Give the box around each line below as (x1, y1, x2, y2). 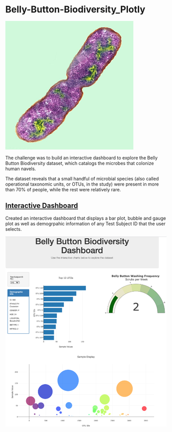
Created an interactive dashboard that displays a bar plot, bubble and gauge (5, 215, 166, 221)
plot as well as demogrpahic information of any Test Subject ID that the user (5, 220, 166, 227)
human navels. (5, 166, 36, 172)
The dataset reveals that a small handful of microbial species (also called (5, 175, 159, 182)
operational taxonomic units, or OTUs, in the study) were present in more (5, 181, 159, 187)
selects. (5, 226, 22, 232)
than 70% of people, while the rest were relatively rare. (5, 186, 121, 192)
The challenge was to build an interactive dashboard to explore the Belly (5, 154, 158, 160)
